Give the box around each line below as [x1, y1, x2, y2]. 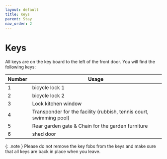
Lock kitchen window [32, 100, 82, 107]
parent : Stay [5, 16, 32, 21]
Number [7, 76, 27, 83]
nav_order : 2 [5, 21, 32, 26]
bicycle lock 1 [32, 84, 65, 91]
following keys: [5, 64, 36, 70]
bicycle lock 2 [32, 92, 65, 99]
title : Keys [5, 12, 30, 17]
